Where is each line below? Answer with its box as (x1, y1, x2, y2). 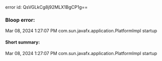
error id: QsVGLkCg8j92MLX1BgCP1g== (5, 4, 88, 10)
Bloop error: (5, 16, 35, 23)
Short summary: (5, 39, 40, 45)
